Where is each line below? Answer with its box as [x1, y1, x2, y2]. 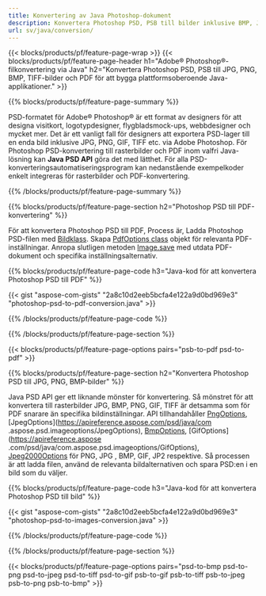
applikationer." [8, 82, 55, 91]
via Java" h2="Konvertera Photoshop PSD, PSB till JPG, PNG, [57, 65, 257, 74]
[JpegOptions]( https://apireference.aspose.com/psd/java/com [8, 418, 212, 427]
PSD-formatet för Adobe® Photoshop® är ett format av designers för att [8, 113, 242, 122]
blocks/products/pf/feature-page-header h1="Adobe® [8, 56, 184, 66]
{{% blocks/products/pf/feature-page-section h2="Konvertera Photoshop [8, 369, 249, 378]
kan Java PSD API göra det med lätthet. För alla [33, 155, 188, 164]
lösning [8, 155, 32, 164]
